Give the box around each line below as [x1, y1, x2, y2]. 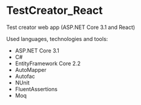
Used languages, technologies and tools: [6, 35, 108, 42]
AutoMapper [15, 66, 47, 73]
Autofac [15, 72, 35, 80]
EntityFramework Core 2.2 [15, 60, 80, 67]
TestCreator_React [6, 4, 103, 17]
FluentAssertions [15, 85, 57, 92]
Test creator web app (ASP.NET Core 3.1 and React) [6, 24, 136, 31]
